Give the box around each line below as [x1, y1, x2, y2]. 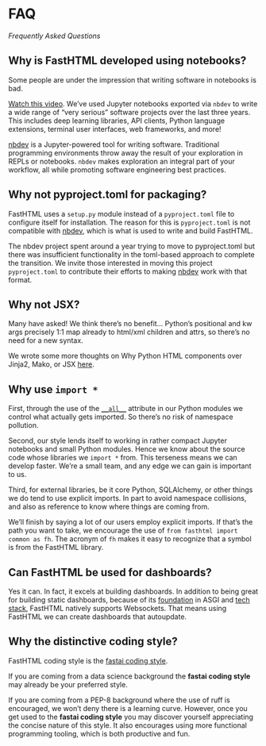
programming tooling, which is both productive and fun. [8, 729, 191, 738]
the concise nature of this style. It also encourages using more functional [8, 720, 248, 730]
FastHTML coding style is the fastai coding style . [8, 656, 168, 665]
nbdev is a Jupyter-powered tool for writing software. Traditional [8, 140, 220, 149]
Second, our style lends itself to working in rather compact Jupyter [8, 436, 228, 445]
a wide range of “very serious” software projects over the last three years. [8, 107, 251, 117]
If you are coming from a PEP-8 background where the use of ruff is [8, 695, 230, 705]
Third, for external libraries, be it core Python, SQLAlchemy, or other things [8, 485, 253, 494]
